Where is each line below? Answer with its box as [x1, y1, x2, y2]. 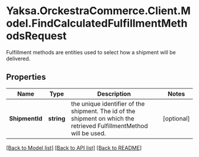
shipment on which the [70, 114, 134, 122]
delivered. [6, 55, 31, 62]
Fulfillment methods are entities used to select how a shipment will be [6, 48, 176, 55]
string [48, 114, 66, 122]
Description [97, 90, 131, 98]
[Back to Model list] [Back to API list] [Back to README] [6, 144, 142, 151]
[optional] [162, 114, 190, 122]
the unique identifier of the [70, 99, 145, 107]
